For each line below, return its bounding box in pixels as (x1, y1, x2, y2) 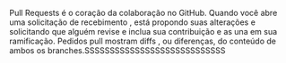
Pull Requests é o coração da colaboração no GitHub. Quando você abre (9, 8, 278, 18)
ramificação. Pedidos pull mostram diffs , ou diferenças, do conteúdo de (9, 35, 276, 46)
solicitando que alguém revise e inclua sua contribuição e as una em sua (9, 27, 278, 36)
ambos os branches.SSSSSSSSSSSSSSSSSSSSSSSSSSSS (9, 45, 226, 56)
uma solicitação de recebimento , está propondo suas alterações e (9, 17, 256, 28)
